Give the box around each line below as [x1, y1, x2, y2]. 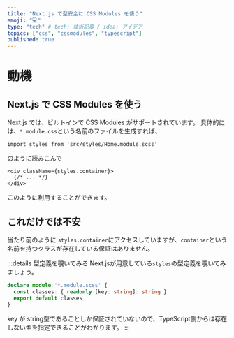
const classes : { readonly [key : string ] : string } [13, 288, 168, 295]
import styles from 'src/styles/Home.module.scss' [7, 141, 158, 148]
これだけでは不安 [7, 216, 81, 228]
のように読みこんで [7, 154, 63, 163]
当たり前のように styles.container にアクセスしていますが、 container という [7, 235, 228, 244]
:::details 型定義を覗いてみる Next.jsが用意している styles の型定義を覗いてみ [7, 259, 226, 267]
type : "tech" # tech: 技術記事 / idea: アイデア [7, 23, 143, 30]
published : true [7, 36, 54, 43]
